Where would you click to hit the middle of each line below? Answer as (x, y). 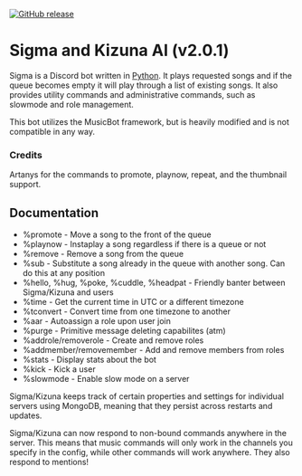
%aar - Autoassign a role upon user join (97, 321)
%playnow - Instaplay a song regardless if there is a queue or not (144, 244)
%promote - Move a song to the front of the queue (117, 234)
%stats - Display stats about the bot (89, 360)
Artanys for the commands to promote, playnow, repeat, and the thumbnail (148, 175)
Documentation (54, 213)
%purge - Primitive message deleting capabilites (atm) (124, 331)
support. (25, 185)
